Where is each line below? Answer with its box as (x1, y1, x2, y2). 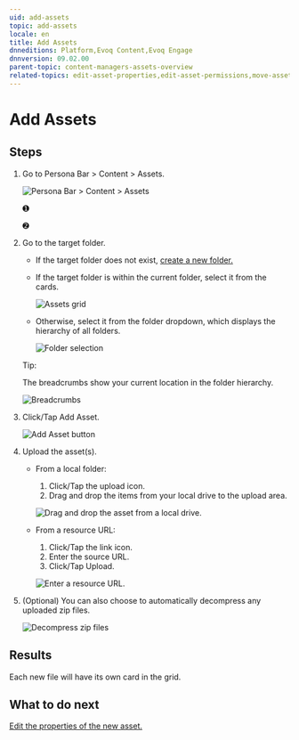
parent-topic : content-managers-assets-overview (9, 63, 193, 72)
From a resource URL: (35, 525, 116, 535)
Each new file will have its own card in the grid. (9, 671, 182, 682)
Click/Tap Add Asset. (21, 411, 100, 422)
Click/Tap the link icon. (48, 541, 133, 552)
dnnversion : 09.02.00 (9, 54, 90, 63)
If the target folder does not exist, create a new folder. (35, 255, 234, 265)
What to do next (9, 696, 100, 712)
